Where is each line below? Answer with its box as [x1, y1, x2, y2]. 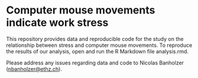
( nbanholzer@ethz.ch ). [6, 65, 62, 72]
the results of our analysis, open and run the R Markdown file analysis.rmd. [6, 48, 189, 55]
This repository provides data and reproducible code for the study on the [6, 35, 184, 42]
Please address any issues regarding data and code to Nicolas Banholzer [6, 59, 184, 66]
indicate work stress [6, 16, 109, 29]
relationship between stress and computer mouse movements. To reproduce [6, 42, 193, 49]
